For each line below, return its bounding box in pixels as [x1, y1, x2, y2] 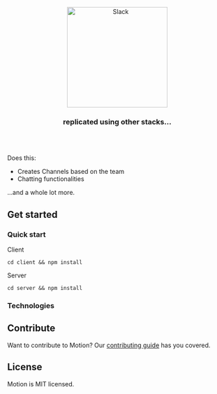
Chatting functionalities [17, 175, 85, 183]
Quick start [7, 229, 47, 239]
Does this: [7, 154, 36, 162]
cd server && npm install [7, 284, 82, 291]
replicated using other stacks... [62, 117, 172, 126]
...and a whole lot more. [7, 189, 75, 197]
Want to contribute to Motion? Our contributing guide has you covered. [7, 341, 211, 349]
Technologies [7, 300, 54, 310]
